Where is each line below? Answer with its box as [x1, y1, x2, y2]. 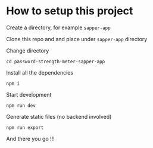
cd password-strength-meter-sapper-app [6, 58, 105, 64]
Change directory [6, 47, 49, 54]
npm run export [6, 124, 44, 131]
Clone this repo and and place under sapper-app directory [6, 35, 148, 42]
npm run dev [6, 103, 36, 109]
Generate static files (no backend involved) [6, 113, 112, 120]
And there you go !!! [6, 135, 55, 142]
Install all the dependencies [6, 69, 73, 76]
